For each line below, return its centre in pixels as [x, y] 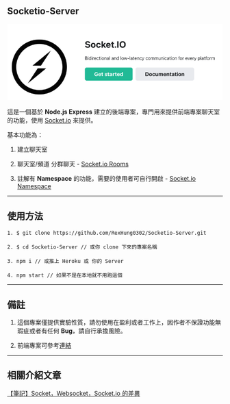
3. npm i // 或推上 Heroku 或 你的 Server [65, 262]
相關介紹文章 [34, 376]
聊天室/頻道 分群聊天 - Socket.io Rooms [73, 164]
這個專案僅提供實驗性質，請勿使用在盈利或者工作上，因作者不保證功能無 [119, 322]
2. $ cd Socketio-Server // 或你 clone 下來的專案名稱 [82, 247]
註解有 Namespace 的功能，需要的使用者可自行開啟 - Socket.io [106, 179]
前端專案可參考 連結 [44, 345]
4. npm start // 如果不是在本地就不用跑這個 [65, 276]
